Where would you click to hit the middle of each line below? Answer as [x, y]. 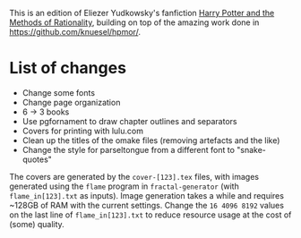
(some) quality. [37, 224]
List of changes [68, 68]
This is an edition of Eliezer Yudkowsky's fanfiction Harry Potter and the [142, 13]
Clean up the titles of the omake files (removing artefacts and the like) [151, 140]
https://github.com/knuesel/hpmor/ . [75, 32]
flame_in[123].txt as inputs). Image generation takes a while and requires [147, 195]
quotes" [37, 159]
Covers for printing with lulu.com [82, 131]
